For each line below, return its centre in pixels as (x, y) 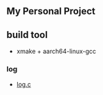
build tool (27, 35)
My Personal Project (51, 11)
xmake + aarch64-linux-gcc (56, 52)
